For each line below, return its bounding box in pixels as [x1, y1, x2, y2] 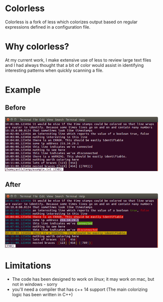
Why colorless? [5, 41, 69, 52]
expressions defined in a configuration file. [5, 24, 91, 30]
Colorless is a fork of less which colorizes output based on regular [5, 19, 138, 25]
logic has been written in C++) [12, 291, 73, 297]
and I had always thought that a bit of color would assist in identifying [5, 62, 144, 68]
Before [5, 104, 26, 112]
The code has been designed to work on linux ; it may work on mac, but [12, 276, 154, 282]
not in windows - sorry [12, 281, 58, 287]
